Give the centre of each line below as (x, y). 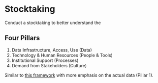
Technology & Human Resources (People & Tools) (62, 55)
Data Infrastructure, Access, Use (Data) (52, 50)
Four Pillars (22, 38)
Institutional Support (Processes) (45, 60)
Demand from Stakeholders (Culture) (49, 65)
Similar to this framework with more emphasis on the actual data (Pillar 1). (79, 75)
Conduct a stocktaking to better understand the (53, 23)
